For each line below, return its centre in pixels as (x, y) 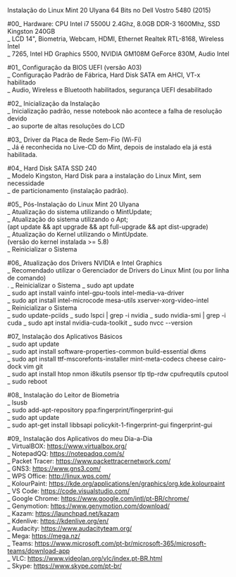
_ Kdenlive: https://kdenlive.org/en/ (58, 521)
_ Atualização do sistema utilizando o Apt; (68, 219)
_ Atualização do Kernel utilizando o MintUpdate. (78, 234)
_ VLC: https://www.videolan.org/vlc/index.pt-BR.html (85, 558)
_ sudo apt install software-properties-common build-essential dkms (107, 351)
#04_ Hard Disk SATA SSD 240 (52, 168)
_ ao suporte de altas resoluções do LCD (66, 126)
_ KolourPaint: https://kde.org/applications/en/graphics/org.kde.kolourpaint (116, 483)
